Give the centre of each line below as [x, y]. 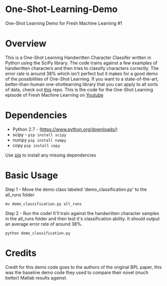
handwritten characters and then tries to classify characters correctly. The [82, 68]
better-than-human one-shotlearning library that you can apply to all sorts [81, 84]
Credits [21, 253]
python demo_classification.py [38, 233]
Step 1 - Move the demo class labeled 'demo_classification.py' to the [76, 189]
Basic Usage [32, 175]
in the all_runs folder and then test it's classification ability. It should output [82, 219]
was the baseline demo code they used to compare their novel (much [77, 272]
